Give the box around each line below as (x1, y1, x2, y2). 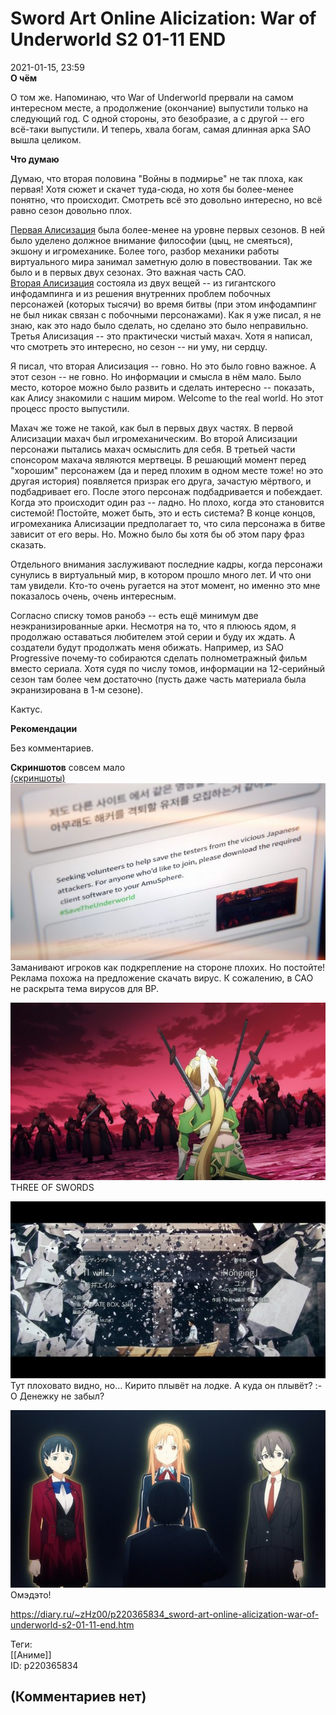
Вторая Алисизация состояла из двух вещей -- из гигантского (10, 277, 277, 289)
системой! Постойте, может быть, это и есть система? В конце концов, (10, 507, 316, 519)
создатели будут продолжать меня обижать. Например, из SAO (10, 641, 285, 653)
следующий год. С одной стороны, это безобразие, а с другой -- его (10, 112, 305, 124)
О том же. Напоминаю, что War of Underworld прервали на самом (10, 91, 294, 103)
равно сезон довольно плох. (10, 204, 133, 216)
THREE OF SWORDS (10, 1181, 95, 1193)
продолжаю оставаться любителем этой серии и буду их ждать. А (10, 630, 296, 642)
